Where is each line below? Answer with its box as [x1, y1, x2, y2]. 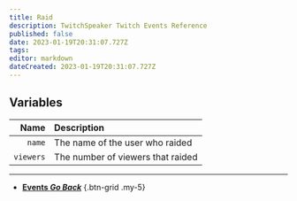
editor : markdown [9, 54, 73, 63]
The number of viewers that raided [54, 151, 198, 163]
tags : [9, 46, 29, 55]
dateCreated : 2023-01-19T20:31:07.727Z [9, 63, 156, 72]
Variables [9, 95, 64, 111]
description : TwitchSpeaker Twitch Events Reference [9, 21, 208, 30]
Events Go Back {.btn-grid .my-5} [21, 182, 146, 192]
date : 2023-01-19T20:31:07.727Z [9, 37, 128, 47]
